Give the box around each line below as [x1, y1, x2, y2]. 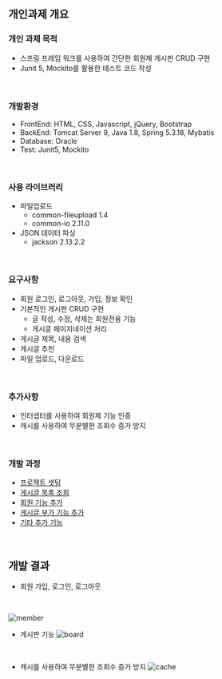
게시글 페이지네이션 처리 [31, 324, 108, 333]
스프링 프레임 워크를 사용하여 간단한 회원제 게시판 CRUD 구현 [19, 53, 211, 62]
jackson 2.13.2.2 [31, 237, 85, 247]
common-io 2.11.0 [31, 219, 90, 228]
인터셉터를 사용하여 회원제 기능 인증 [19, 411, 132, 420]
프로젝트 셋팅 [19, 478, 61, 487]
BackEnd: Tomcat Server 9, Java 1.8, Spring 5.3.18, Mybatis [19, 127, 215, 137]
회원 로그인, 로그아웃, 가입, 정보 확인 [19, 294, 133, 304]
